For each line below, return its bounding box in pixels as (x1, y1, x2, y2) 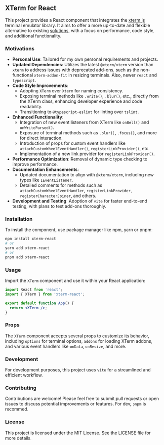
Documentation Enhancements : (12, 166, 79, 172)
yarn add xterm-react (5, 245, 50, 251)
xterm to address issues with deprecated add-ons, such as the (12, 67, 139, 73)
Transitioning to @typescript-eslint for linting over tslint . (19, 109, 139, 115)
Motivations (5, 45, 35, 52)
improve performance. (12, 162, 58, 167)
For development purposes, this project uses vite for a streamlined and (5, 367, 151, 373)
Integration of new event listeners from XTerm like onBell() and (19, 120, 149, 125)
